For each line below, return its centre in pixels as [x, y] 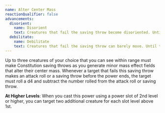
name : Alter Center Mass [30, 10]
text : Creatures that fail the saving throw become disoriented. [82, 32]
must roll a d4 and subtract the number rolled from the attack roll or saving [81, 81]
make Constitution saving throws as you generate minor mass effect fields [80, 65]
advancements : [20, 19]
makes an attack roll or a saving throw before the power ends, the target [78, 76]
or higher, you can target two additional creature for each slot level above [79, 101]
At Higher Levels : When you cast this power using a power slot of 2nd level [82, 96]
